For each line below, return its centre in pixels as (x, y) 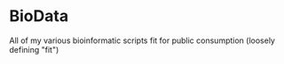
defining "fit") (34, 49)
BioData (39, 16)
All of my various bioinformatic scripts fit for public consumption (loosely (142, 40)
